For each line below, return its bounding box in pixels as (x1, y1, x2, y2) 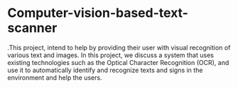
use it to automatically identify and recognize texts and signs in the (7, 66, 203, 74)
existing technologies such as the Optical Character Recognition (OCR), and (7, 58, 229, 66)
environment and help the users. (7, 73, 102, 82)
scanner (7, 20, 58, 36)
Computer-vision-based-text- (7, 5, 188, 21)
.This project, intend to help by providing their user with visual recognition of (7, 43, 231, 52)
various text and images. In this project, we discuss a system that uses (7, 51, 215, 59)
